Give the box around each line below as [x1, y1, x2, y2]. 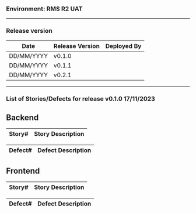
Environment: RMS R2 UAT [6, 5, 83, 13]
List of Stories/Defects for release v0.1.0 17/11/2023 [6, 94, 156, 102]
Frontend [6, 166, 40, 176]
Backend [6, 112, 39, 122]
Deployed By [105, 42, 142, 50]
